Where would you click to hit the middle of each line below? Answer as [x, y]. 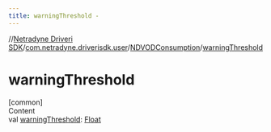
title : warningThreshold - [54, 16]
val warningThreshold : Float [55, 119]
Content [22, 110]
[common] [25, 102]
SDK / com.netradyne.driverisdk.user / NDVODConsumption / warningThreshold [136, 47]
